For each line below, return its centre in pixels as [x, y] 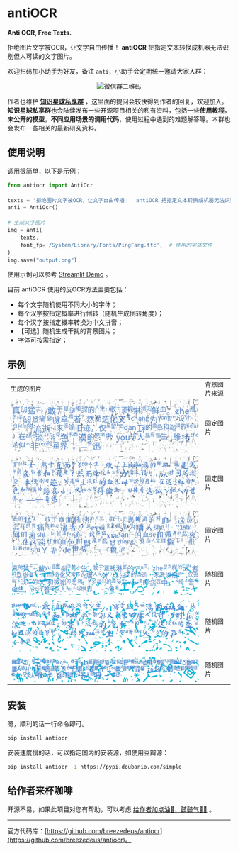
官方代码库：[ [27, 830]
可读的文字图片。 [51, 56]
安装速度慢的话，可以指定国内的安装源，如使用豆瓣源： [88, 752]
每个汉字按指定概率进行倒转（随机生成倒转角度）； [91, 313]
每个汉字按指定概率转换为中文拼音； [70, 322]
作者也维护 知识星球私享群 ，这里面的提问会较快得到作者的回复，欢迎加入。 [118, 101]
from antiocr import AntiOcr [50, 185]
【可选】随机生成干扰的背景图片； [67, 331]
